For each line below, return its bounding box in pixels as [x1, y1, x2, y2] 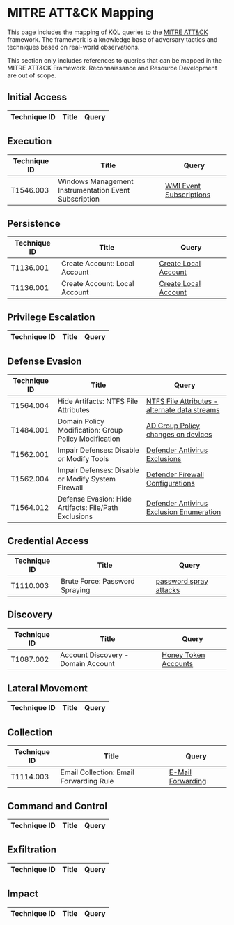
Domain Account [60, 659, 115, 668]
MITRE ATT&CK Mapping [7, 5, 155, 21]
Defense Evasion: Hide [57, 494, 132, 504]
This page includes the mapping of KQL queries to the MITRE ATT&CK [7, 28, 208, 36]
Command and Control [7, 800, 108, 812]
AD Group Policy [146, 421, 201, 430]
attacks [155, 585, 180, 594]
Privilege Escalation [7, 311, 95, 323]
